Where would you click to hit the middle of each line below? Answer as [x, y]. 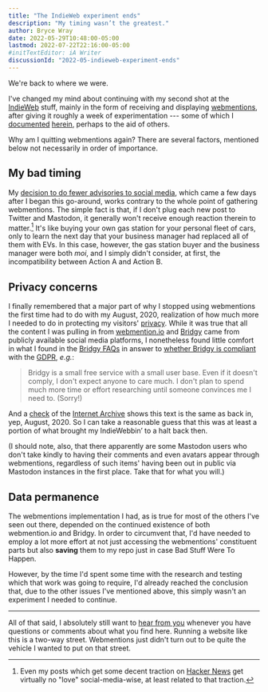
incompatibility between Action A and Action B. [86, 262]
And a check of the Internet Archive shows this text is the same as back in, [131, 414]
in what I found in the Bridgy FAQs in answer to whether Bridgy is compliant [132, 349]
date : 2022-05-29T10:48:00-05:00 [64, 38]
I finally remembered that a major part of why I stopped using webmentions [132, 306]
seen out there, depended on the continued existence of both [109, 524]
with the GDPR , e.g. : [41, 358]
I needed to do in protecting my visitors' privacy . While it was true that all [128, 323]
